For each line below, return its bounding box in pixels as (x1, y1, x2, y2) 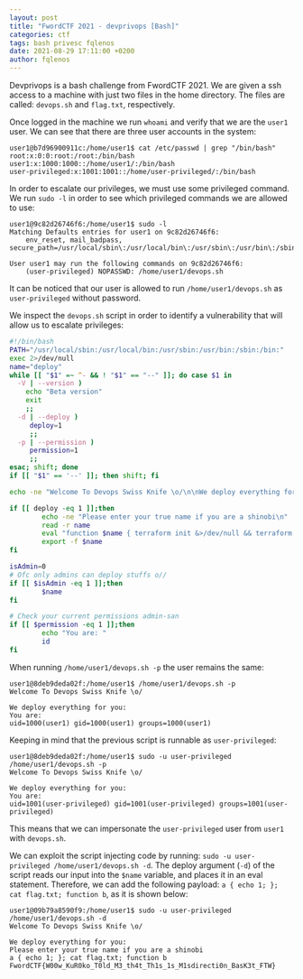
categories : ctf (9, 30, 70, 39)
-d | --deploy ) (17, 412, 78, 421)
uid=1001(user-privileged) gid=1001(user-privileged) (9, 799, 216, 808)
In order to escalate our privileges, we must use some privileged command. (9, 183, 290, 194)
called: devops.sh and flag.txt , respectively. (9, 99, 176, 109)
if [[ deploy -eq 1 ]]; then (9, 503, 115, 513)
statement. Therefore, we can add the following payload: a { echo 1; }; (9, 879, 279, 890)
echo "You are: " (41, 629, 106, 638)
